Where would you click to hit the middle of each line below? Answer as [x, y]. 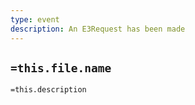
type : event [35, 19]
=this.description [48, 90]
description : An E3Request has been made [98, 29]
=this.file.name [61, 68]
